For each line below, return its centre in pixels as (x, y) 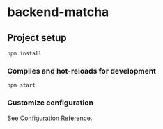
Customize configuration (51, 103)
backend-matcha (58, 12)
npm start (22, 85)
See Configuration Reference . (50, 118)
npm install (24, 53)
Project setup (37, 38)
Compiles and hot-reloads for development (82, 71)
